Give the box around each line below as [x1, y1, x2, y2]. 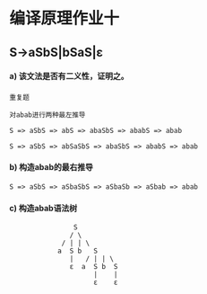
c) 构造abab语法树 [9, 202, 78, 213]
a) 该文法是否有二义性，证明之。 [9, 71, 129, 82]
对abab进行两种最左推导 [9, 110, 86, 120]
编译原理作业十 [9, 8, 120, 29]
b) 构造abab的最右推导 [9, 162, 94, 173]
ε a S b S [69, 263, 118, 272]
